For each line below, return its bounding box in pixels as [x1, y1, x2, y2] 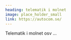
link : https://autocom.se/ [5, 16, 62, 21]
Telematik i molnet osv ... [5, 30, 57, 36]
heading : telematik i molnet [5, 7, 66, 12]
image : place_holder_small [5, 12, 62, 17]
